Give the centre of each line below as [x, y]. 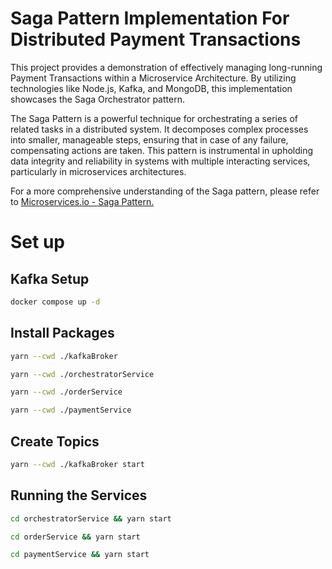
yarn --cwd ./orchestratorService [82, 374]
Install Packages [62, 333]
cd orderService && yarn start [75, 537]
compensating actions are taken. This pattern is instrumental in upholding [162, 150]
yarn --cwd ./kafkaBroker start [77, 464]
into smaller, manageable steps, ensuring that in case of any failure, [149, 139]
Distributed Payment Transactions [156, 39]
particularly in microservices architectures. [98, 171]
